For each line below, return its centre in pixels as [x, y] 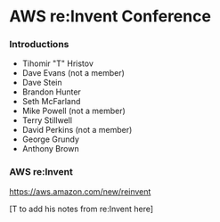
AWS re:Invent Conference [110, 16]
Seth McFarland [51, 102]
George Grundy [51, 139]
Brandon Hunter [52, 92]
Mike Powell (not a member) [74, 111]
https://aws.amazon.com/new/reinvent [80, 191]
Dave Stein [42, 83]
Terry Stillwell [47, 120]
